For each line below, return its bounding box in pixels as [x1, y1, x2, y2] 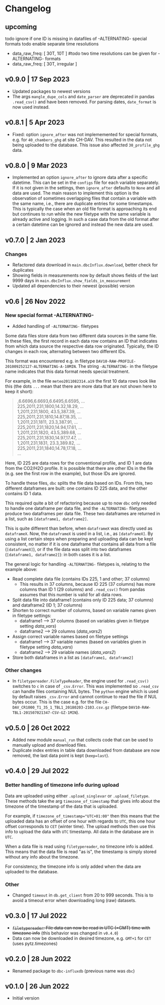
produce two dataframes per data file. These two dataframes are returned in [5, 510, 160, 516]
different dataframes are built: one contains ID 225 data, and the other [5, 485, 148, 491]
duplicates [12, 267, 33, 273]
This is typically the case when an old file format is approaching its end [12, 206, 157, 212]
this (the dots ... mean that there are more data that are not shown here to [5, 383, 157, 389]
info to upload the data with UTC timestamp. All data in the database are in [5, 828, 154, 834]
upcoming [5, 23, 37, 31]
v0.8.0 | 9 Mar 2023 [5, 161, 68, 170]
